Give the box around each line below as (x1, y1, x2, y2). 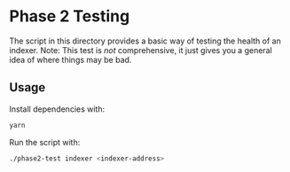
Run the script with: (9, 137, 81, 147)
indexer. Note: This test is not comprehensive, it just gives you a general (9, 44, 272, 55)
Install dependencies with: (9, 104, 106, 114)
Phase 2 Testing (9, 6, 130, 27)
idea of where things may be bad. (9, 54, 132, 65)
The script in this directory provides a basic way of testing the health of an (9, 35, 281, 46)
